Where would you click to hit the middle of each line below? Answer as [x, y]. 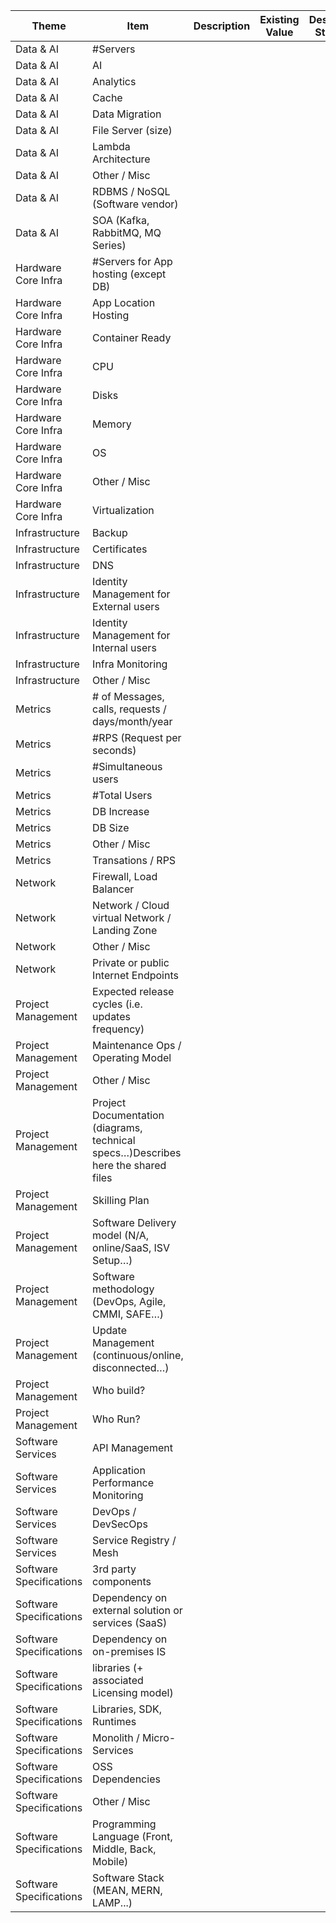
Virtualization [123, 510]
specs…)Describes [137, 1152]
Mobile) [110, 1861]
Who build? [119, 1390]
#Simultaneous [127, 766]
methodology [123, 1289]
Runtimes [114, 1721]
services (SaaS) [130, 1622]
